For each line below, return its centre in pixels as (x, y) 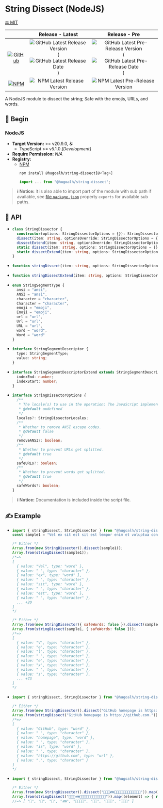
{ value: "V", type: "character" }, (54, 643)
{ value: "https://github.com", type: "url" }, (66, 756)
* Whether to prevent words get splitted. (62, 472)
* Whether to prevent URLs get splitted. (61, 450)
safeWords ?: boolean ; (39, 485)
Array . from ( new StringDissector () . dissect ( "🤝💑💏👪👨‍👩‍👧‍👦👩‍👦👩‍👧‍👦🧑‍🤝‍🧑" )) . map (84, 792)
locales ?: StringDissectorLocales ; (53, 418)
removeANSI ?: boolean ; (40, 441)
